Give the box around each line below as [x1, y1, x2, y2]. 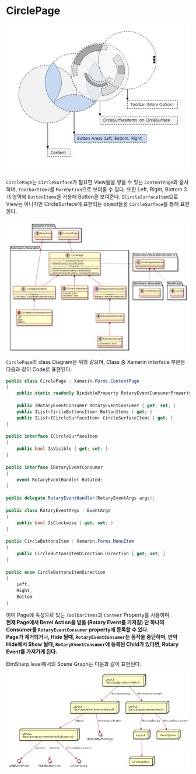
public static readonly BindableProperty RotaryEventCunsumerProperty [16, 390, 192, 396]
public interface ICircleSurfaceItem [6, 434, 98, 439]
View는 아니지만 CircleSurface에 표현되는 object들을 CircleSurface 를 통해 [6, 201, 179, 208]
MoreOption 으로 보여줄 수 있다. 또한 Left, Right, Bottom [55, 186, 183, 193]
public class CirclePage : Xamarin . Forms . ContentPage [6, 378, 140, 384]
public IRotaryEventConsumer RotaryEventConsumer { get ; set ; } [16, 403, 176, 408]
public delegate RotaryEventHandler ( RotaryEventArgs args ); [6, 496, 156, 501]
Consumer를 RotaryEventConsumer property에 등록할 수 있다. [6, 626, 149, 633]
